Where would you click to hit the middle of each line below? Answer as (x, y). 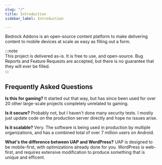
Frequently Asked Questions (49, 87)
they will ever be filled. (27, 66)
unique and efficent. (25, 157)
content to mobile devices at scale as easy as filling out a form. (68, 42)
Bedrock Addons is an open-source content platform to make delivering (76, 36)
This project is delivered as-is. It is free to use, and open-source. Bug (74, 56)
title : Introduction (26, 14)
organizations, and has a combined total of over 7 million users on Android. (80, 133)
